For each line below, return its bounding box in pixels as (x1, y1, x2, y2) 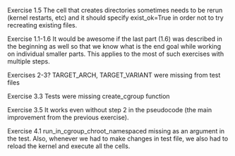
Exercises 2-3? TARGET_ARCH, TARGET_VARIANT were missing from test (7, 71, 221, 79)
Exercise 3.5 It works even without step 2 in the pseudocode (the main (7, 106, 212, 114)
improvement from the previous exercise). (7, 113, 129, 121)
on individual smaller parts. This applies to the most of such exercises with (7, 49, 224, 58)
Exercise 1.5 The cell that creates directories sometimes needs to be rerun (7, 6, 223, 14)
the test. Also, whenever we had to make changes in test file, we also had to (7, 134, 229, 143)
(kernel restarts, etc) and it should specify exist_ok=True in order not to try (7, 13, 224, 22)
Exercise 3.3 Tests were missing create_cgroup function (7, 92, 171, 100)
